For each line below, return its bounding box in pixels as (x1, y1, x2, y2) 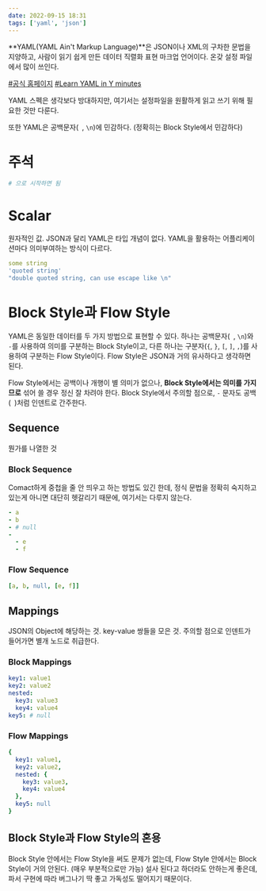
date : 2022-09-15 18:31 (8, 11, 87, 20)
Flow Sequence (8, 565, 69, 576)
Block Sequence (8, 464, 73, 475)
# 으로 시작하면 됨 (8, 179, 61, 187)
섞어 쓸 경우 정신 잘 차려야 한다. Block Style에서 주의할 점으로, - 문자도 (22, 388, 242, 397)
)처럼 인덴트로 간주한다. (14, 398, 87, 407)
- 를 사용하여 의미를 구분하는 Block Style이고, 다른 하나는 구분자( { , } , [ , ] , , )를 (8, 341, 249, 350)
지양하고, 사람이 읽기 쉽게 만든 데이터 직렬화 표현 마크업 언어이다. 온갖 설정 (8, 52, 238, 61)
